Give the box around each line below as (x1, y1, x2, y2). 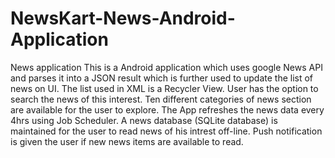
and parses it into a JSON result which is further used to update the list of (10, 72, 314, 84)
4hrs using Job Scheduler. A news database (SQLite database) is (10, 114, 278, 126)
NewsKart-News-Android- (10, 7, 236, 30)
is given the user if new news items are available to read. (10, 135, 244, 147)
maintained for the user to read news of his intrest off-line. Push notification (10, 125, 323, 137)
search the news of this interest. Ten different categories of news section (10, 93, 312, 105)
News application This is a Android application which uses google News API (10, 61, 323, 73)
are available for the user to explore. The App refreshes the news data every (10, 103, 325, 116)
